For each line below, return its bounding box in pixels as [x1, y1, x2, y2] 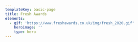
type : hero [14, 29, 36, 34]
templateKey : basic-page [5, 7, 56, 12]
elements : [5, 16, 25, 21]
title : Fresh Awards [5, 12, 47, 16]
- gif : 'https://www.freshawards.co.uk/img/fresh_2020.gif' [9, 20, 135, 26]
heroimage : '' [14, 25, 43, 30]
